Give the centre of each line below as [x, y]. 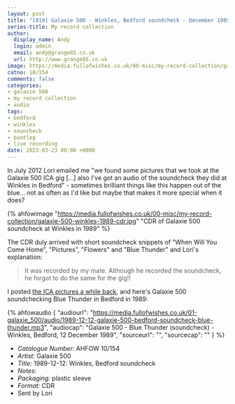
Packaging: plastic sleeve [54, 378]
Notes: [27, 371]
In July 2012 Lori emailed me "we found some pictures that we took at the [113, 170]
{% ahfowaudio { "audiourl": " [50, 313]
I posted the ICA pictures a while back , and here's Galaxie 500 [97, 292]
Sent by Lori [35, 393]
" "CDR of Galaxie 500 [168, 221]
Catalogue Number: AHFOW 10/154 [69, 348]
